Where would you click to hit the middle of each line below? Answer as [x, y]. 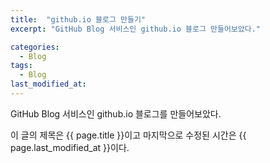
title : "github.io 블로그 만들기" [78, 19]
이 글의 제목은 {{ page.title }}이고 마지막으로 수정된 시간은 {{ [128, 135]
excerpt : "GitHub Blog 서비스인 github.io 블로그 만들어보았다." [135, 29]
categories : [35, 47]
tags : [21, 66]
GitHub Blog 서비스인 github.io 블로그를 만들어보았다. [116, 113]
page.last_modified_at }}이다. [70, 147]
